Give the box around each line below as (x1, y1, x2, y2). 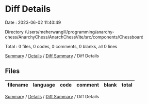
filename (7, 81, 29, 88)
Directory (5, 29, 24, 35)
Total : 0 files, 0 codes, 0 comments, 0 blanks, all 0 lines (5, 43, 117, 49)
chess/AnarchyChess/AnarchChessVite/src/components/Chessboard (5, 34, 144, 40)
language (33, 81, 55, 88)
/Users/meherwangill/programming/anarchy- (24, 29, 115, 35)
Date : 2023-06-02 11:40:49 (5, 19, 61, 25)
